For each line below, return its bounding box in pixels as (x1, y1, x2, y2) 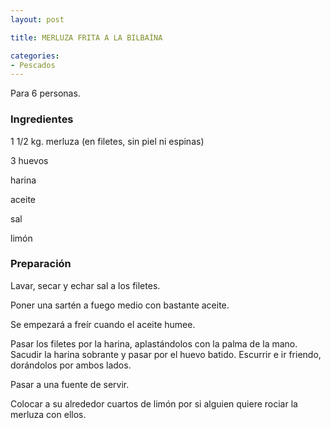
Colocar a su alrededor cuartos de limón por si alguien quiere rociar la (10, 397, 298, 410)
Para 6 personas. (10, 87, 81, 100)
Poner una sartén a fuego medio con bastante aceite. (10, 299, 230, 311)
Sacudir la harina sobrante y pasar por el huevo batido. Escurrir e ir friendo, (10, 348, 322, 360)
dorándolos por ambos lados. (10, 359, 132, 371)
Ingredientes (10, 112, 74, 126)
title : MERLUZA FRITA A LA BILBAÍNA (10, 32, 163, 43)
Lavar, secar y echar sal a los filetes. (10, 279, 161, 291)
